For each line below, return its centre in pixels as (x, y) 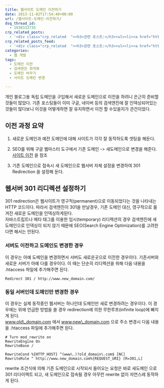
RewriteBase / (20, 345)
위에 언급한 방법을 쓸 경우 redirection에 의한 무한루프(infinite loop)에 (84, 309)
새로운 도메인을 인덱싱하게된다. (43, 213)
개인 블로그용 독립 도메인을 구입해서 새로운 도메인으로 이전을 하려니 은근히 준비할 (82, 96)
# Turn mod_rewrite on (28, 337)
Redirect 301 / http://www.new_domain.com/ (50, 279)
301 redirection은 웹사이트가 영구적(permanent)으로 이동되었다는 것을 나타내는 (81, 201)
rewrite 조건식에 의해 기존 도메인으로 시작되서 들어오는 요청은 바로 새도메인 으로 (81, 368)
